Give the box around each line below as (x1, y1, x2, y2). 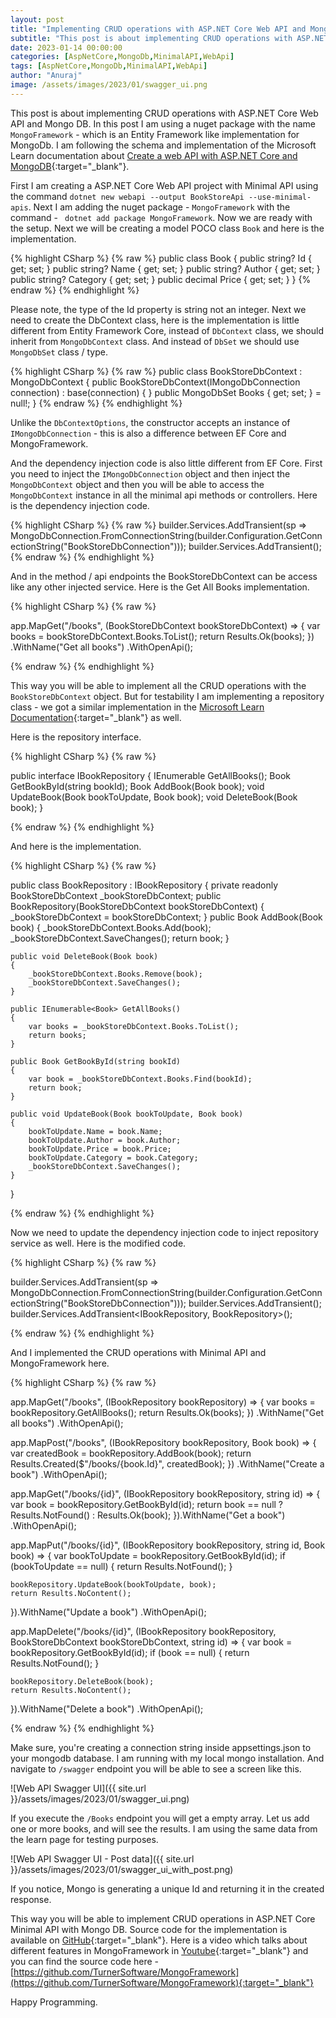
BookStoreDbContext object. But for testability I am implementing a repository (10, 690, 325, 702)
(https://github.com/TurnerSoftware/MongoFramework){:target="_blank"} (10, 1976, 315, 1988)
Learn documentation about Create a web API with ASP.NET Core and (10, 149, 298, 161)
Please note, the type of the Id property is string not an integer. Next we (10, 303, 307, 315)
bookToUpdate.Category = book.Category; (28, 1152, 199, 1163)
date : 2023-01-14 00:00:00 (10, 42, 123, 53)
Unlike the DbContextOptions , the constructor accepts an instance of (10, 416, 291, 428)
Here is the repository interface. (10, 731, 142, 743)
